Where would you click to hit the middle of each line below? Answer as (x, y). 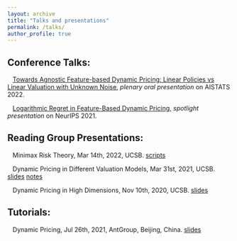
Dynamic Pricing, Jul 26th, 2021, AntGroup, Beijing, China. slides (107, 229)
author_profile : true (39, 34)
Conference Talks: (49, 62)
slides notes (25, 176)
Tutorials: (29, 212)
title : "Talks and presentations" (59, 21)
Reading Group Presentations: (76, 138)
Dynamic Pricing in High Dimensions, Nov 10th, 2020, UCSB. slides (110, 190)
